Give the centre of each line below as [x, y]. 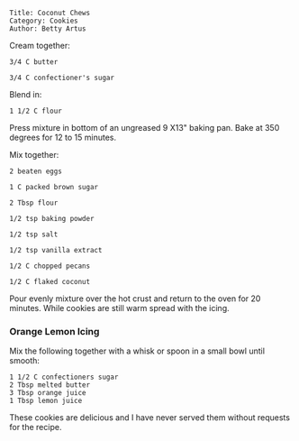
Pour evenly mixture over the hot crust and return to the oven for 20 [135, 299]
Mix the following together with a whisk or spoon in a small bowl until [137, 351]
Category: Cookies [44, 21]
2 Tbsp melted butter [50, 385]
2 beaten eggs [36, 171]
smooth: [25, 361]
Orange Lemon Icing [54, 331]
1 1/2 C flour [36, 111]
